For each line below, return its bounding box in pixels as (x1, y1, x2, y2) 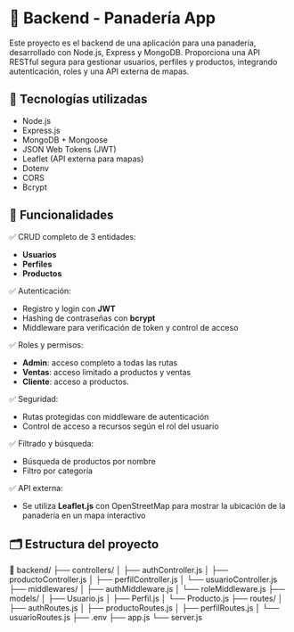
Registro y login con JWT (21, 303, 116, 314)
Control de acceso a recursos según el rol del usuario (21, 421, 220, 431)
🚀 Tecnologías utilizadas (9, 92, 148, 107)
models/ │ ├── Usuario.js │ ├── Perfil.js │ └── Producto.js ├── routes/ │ (9, 593, 283, 604)
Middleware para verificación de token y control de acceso (21, 322, 239, 332)
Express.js (21, 125, 61, 135)
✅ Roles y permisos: (9, 339, 84, 350)
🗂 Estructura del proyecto (9, 537, 159, 552)
